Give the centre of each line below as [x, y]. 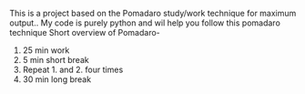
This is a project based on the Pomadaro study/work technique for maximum [153, 13]
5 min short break [56, 60]
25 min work [46, 50]
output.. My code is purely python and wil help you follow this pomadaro [145, 23]
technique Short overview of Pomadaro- [85, 32]
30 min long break [57, 79]
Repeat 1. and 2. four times [73, 69]
